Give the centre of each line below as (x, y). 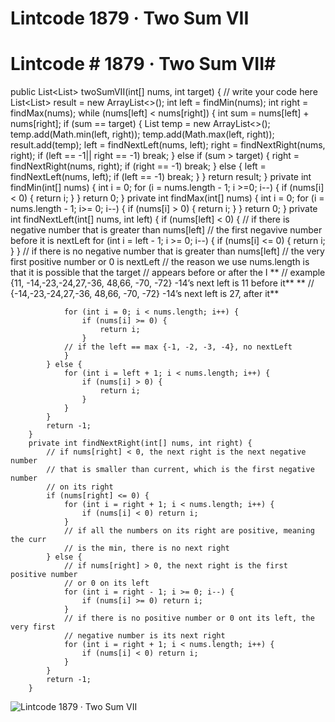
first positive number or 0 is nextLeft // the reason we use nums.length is (160, 262)
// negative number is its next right (144, 636)
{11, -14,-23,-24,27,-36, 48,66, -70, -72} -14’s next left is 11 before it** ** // (162, 283)
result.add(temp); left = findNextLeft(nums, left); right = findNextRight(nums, (168, 145)
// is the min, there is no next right (146, 548)
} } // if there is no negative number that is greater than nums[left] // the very (167, 251)
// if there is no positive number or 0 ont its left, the (189, 618)
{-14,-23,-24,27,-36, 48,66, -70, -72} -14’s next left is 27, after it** (145, 294)
